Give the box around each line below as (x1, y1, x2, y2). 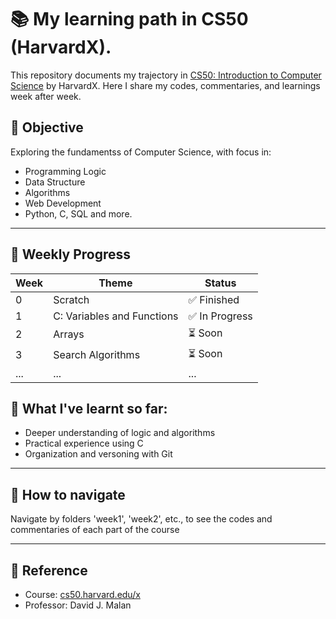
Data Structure (24, 176, 86, 188)
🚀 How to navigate (10, 486, 126, 503)
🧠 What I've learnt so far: (10, 400, 168, 417)
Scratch (53, 292, 90, 306)
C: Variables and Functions (53, 309, 179, 323)
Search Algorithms (53, 348, 141, 362)
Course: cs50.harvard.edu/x (24, 589, 141, 600)
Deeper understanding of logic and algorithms (24, 427, 216, 439)
